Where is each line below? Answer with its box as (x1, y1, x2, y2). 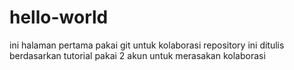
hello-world (9, 6, 109, 29)
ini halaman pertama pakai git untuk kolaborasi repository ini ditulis (9, 39, 285, 51)
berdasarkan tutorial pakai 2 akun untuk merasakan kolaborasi (9, 49, 266, 61)
